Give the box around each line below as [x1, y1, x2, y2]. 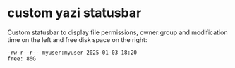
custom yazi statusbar [7, 5, 142, 21]
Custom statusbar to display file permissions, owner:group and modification [7, 28, 228, 36]
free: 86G [7, 55, 37, 62]
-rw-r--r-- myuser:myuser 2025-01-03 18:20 [7, 49, 138, 56]
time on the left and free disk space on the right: [7, 35, 147, 43]
